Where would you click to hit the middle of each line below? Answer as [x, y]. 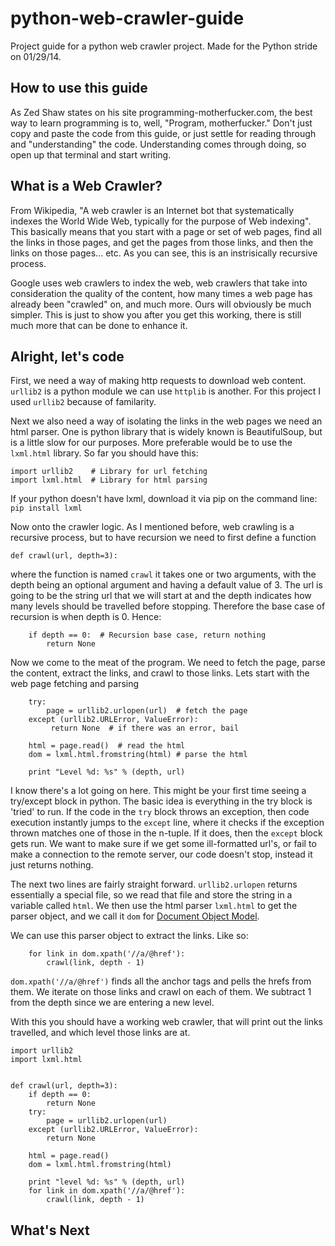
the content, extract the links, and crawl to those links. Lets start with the [160, 673]
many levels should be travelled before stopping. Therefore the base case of [168, 606]
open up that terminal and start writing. [91, 154]
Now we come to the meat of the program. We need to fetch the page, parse [168, 663]
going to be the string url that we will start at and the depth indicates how [161, 596]
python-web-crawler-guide [127, 18]
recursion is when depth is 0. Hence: [86, 617]
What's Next [50, 1230]
